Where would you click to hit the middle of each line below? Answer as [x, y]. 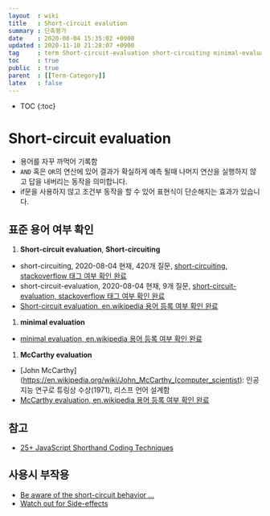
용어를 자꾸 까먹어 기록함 [59, 162]
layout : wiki [34, 16]
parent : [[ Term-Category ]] [57, 76]
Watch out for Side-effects [64, 503]
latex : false [35, 83]
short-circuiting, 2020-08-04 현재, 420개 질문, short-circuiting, [123, 266]
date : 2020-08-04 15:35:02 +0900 [72, 38]
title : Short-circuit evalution [68, 23]
